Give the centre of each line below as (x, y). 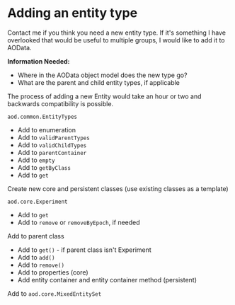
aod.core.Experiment (38, 202)
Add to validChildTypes (52, 145)
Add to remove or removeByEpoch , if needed (79, 222)
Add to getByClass (44, 167)
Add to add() (36, 257)
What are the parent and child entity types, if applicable (99, 82)
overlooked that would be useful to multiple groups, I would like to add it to (116, 40)
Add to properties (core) (53, 272)
